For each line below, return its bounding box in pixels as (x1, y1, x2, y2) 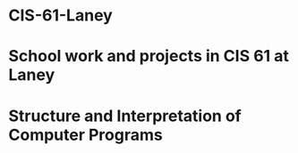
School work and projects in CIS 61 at (8, 46, 290, 67)
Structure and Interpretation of (8, 106, 243, 125)
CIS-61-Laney (8, 5, 113, 26)
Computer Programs (8, 125, 163, 145)
